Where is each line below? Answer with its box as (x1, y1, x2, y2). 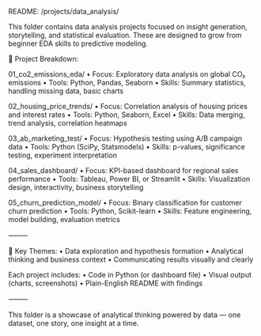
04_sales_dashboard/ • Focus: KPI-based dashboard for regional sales (8, 166, 239, 175)
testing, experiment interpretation (8, 150, 117, 160)
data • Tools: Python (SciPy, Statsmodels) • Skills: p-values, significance (8, 142, 245, 151)
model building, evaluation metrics (8, 215, 120, 224)
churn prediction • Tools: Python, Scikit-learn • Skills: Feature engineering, (8, 206, 252, 216)
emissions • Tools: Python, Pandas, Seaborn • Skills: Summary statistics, (8, 78, 247, 87)
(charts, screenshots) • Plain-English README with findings (8, 278, 203, 288)
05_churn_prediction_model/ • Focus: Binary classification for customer (8, 198, 243, 207)
